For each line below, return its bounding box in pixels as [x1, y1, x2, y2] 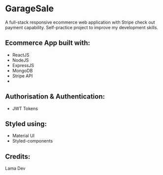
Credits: [5, 152, 31, 161]
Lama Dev [5, 166, 26, 172]
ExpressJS [12, 62, 34, 68]
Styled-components [12, 138, 53, 144]
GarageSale [5, 3, 54, 14]
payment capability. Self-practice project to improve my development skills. [5, 24, 159, 30]
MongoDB [12, 68, 33, 73]
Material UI [12, 133, 35, 139]
